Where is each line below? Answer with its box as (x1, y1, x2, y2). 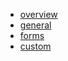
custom (19, 40, 52, 52)
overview (19, 9, 58, 20)
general (19, 19, 52, 31)
